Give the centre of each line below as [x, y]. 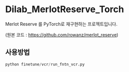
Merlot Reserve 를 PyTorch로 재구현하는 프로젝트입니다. [61, 24]
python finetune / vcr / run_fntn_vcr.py [45, 64]
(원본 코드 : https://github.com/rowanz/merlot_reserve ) [62, 34]
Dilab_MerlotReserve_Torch [65, 9]
